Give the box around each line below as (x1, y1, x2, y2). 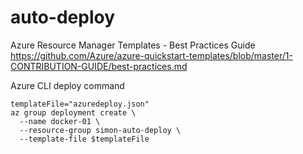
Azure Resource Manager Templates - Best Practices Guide (10, 39, 256, 51)
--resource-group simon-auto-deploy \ (19, 125, 182, 135)
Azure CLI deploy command (10, 79, 125, 91)
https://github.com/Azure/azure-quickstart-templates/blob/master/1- (10, 49, 293, 61)
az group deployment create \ (10, 107, 137, 118)
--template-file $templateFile (19, 134, 150, 144)
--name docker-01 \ (19, 116, 101, 126)
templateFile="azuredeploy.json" (10, 99, 150, 109)
